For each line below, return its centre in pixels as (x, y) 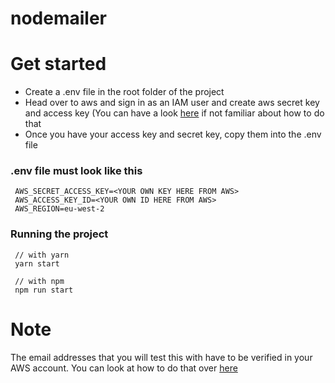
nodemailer (58, 18)
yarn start (37, 263)
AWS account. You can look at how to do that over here (124, 368)
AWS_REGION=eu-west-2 (59, 209)
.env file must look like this (76, 171)
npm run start (44, 290)
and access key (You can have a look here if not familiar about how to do (174, 113)
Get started (58, 64)
